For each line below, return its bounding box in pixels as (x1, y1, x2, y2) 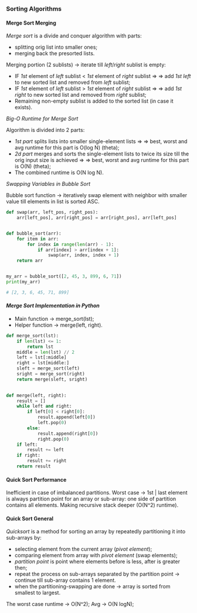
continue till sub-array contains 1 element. (14, 577, 116, 584)
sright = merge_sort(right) (16, 371, 85, 377)
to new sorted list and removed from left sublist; (14, 79, 131, 86)
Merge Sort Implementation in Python (6, 302, 100, 309)
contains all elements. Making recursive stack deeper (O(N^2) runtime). (6, 502, 179, 509)
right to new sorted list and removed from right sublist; (14, 92, 147, 99)
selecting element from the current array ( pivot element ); (14, 546, 152, 553)
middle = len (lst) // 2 (16, 349, 75, 355)
